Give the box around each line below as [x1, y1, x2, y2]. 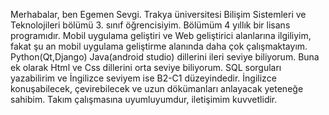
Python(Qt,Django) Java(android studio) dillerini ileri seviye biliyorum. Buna [10, 51, 320, 63]
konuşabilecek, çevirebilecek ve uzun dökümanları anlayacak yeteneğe [10, 83, 304, 94]
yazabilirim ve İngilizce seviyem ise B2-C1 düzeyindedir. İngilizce [10, 72, 277, 84]
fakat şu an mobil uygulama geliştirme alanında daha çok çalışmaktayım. [10, 40, 308, 52]
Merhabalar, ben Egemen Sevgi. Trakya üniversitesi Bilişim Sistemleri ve [10, 9, 307, 20]
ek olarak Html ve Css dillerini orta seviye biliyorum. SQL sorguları [10, 62, 282, 73]
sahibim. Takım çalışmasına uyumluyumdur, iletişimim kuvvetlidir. [10, 94, 278, 105]
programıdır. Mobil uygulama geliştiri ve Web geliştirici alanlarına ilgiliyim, [10, 30, 312, 41]
